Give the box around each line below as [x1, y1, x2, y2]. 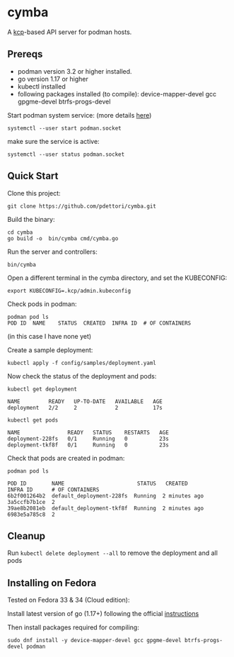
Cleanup [7, 529, 46, 542]
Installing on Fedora [7, 577, 97, 589]
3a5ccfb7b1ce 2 [7, 498, 55, 505]
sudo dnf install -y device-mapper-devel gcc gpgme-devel [7, 637, 182, 644]
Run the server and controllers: [7, 247, 98, 256]
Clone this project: [7, 189, 62, 197]
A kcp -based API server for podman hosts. [7, 28, 132, 36]
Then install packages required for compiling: [7, 623, 139, 631]
